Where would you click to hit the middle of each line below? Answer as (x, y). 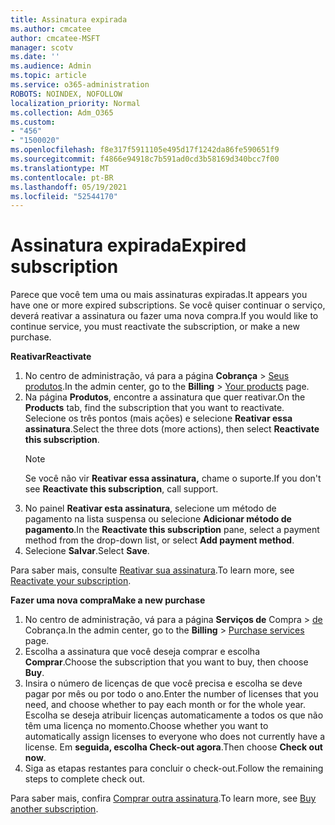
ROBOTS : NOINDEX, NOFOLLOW (66, 94)
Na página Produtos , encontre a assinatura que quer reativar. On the (165, 397)
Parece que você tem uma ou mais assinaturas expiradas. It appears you (159, 295)
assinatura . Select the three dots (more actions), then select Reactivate (172, 429)
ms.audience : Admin (51, 66)
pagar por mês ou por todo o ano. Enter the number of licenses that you (171, 694)
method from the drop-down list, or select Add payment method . (159, 540)
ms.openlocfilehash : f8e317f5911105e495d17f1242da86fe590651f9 (145, 150)
